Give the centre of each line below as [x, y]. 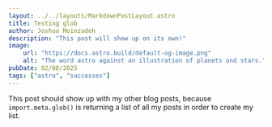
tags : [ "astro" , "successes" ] [59, 76]
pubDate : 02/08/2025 [43, 68]
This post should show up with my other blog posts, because [110, 98]
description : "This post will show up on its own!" [97, 38]
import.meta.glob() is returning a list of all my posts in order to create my [131, 107]
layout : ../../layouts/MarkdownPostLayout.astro [92, 16]
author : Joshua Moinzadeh [52, 31]
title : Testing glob [43, 23]
